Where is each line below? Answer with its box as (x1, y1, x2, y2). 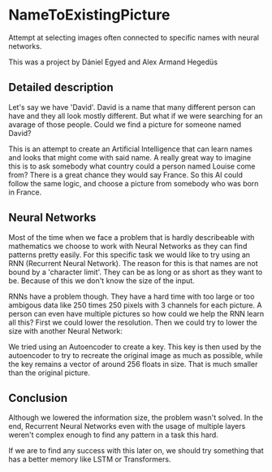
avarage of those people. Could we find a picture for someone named (8, 120, 242, 129)
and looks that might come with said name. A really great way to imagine (8, 152, 252, 162)
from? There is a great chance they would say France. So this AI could (8, 169, 244, 180)
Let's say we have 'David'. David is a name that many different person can (8, 102, 256, 111)
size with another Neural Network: (8, 326, 123, 335)
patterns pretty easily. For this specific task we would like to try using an (8, 250, 250, 260)
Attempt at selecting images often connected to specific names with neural (8, 33, 260, 42)
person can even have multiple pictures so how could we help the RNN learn (8, 308, 265, 318)
